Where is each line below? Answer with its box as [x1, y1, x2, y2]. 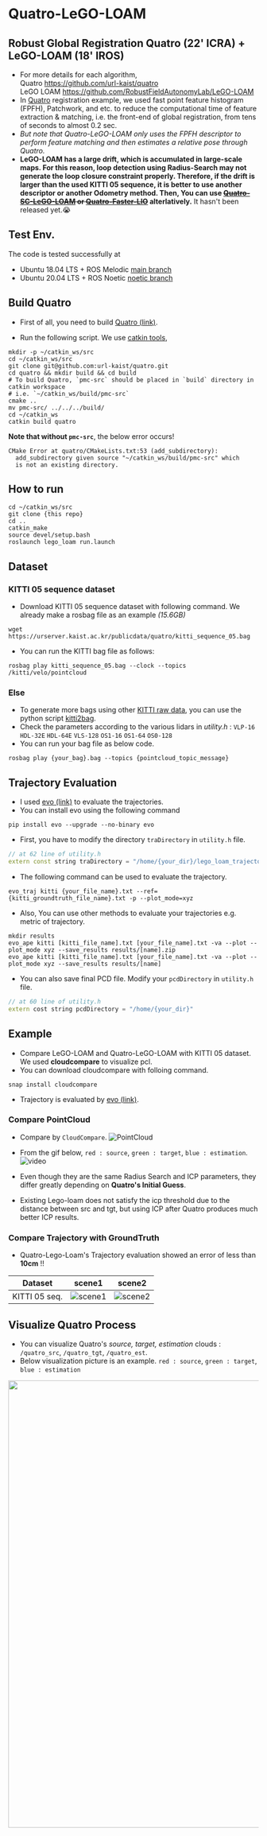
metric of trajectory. [19, 916, 85, 926]
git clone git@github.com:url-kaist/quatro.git [8, 362, 169, 370]
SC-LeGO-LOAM [19, 196, 76, 206]
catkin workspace [8, 382, 66, 390]
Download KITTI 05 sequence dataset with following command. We [19, 602, 241, 611]
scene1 [74, 1278, 103, 1289]
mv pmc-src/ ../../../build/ [8, 403, 105, 412]
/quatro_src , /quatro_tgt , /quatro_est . [19, 1347, 149, 1357]
